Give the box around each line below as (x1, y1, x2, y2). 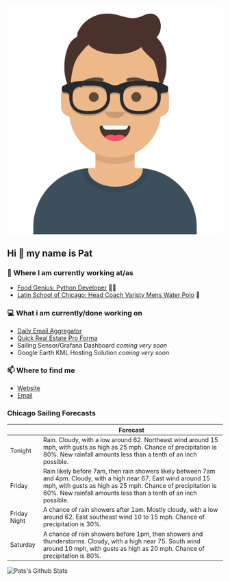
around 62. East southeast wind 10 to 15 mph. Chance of (43, 513, 205, 521)
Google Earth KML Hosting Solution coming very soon (16, 348, 170, 357)
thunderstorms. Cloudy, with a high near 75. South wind (43, 537, 201, 545)
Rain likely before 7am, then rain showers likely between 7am (43, 467, 216, 476)
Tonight (10, 447, 32, 455)
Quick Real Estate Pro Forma (16, 334, 98, 342)
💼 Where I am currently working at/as (7, 268, 133, 277)
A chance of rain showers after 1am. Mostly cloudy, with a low (43, 506, 218, 514)
